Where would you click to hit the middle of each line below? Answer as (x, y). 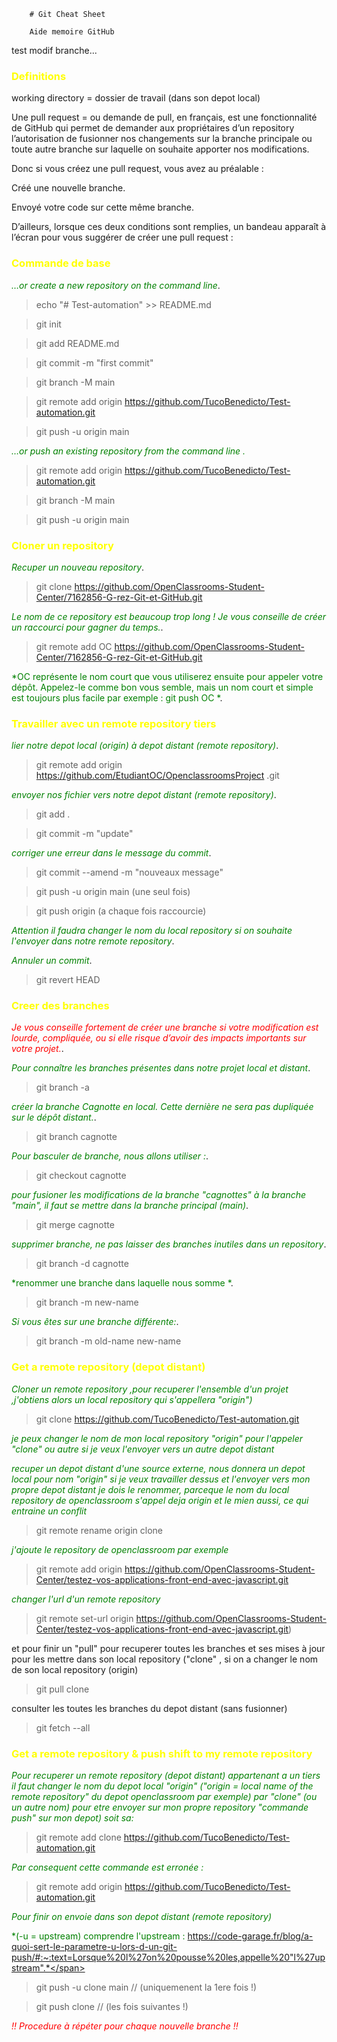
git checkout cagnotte (81, 1176)
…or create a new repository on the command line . (116, 285)
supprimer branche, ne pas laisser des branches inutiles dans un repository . (169, 1244)
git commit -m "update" (84, 834)
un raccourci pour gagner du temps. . (87, 627)
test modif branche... (54, 50)
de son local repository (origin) (75, 1669)
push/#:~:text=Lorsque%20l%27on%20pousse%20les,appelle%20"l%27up (168, 1957)
